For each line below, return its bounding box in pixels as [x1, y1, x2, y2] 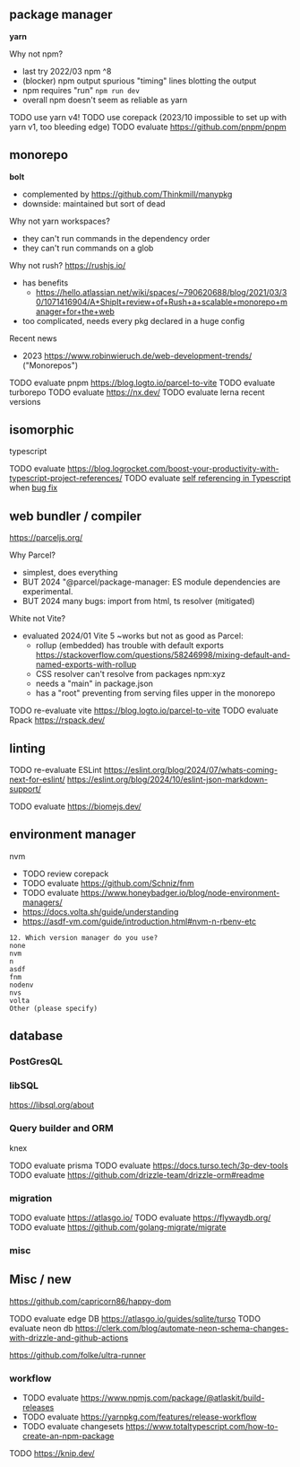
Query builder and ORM [9, 1122, 114, 1135]
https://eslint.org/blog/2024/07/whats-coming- [103, 765, 279, 776]
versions [9, 396, 41, 407]
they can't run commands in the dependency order [21, 233, 210, 243]
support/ [9, 784, 42, 795]
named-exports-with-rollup [35, 659, 137, 670]
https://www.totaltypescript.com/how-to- [124, 1421, 279, 1432]
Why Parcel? [9, 549, 56, 560]
